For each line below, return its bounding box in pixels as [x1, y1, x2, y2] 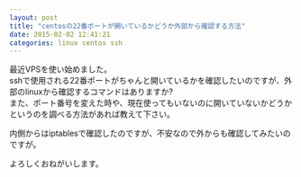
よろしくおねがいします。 [9, 158, 104, 169]
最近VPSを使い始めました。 [9, 64, 113, 75]
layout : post [9, 13, 59, 22]
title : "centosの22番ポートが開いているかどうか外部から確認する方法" [9, 22, 246, 31]
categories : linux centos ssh [9, 38, 123, 48]
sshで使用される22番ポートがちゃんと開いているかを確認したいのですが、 [9, 75, 285, 86]
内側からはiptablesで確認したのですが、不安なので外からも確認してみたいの [9, 128, 291, 139]
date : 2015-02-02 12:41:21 [9, 30, 111, 39]
